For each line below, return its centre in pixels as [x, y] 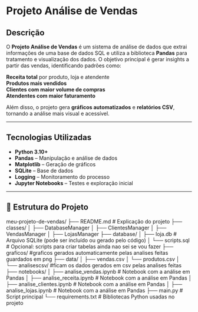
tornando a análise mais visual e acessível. [58, 114]
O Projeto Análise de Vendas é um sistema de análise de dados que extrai [97, 47]
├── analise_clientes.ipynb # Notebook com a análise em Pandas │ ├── [94, 284]
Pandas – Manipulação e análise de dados [66, 158]
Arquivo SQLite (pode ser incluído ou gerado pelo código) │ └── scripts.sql [98, 240]
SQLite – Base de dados [44, 170]
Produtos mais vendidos [37, 83]
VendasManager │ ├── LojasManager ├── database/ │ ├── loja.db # [91, 234]
